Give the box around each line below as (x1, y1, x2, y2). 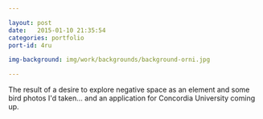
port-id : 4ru (8, 41, 52, 49)
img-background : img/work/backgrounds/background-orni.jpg (8, 55, 211, 64)
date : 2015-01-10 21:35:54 (8, 26, 106, 35)
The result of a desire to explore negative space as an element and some (8, 85, 250, 95)
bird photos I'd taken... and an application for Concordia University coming (8, 93, 256, 103)
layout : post (8, 18, 52, 27)
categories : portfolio (8, 34, 84, 42)
